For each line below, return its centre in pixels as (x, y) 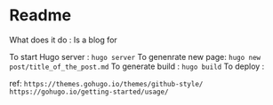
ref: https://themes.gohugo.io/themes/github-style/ (106, 83)
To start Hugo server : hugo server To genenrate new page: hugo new (135, 56)
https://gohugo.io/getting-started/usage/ (89, 92)
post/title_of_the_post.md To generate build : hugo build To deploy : (137, 66)
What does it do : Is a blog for (63, 40)
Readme (40, 15)
